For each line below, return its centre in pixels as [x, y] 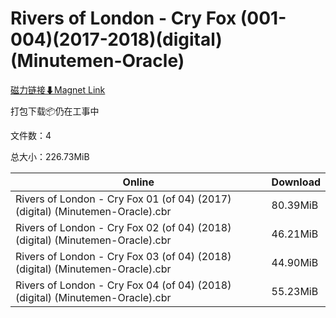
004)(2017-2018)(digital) [116, 39]
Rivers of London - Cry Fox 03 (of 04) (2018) [123, 256]
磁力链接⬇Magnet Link [58, 89]
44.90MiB [295, 262]
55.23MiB [295, 291]
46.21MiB [295, 234]
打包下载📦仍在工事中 [55, 111]
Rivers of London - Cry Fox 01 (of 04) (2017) [123, 199]
